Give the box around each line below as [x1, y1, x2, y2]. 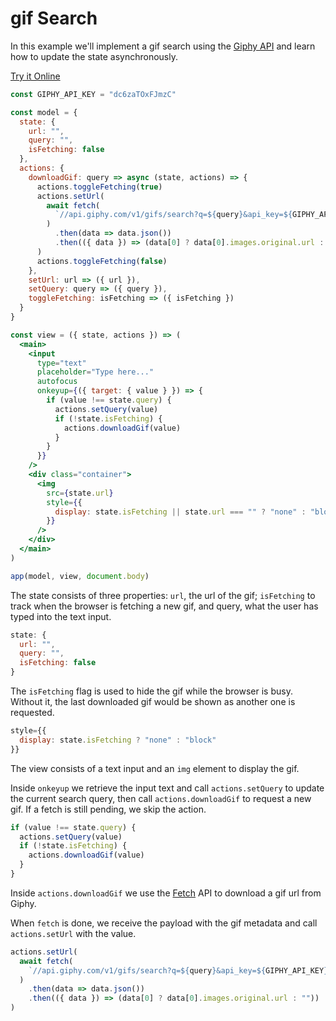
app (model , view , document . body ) [10, 571, 150, 581]
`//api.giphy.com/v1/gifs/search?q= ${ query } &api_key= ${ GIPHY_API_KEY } [28, 965, 329, 976]
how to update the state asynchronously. [10, 50, 178, 62]
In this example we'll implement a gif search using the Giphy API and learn [10, 40, 316, 52]
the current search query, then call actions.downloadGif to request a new [10, 792, 312, 804]
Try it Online [10, 70, 61, 82]
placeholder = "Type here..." [36, 367, 155, 377]
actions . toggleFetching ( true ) [36, 182, 163, 192]
